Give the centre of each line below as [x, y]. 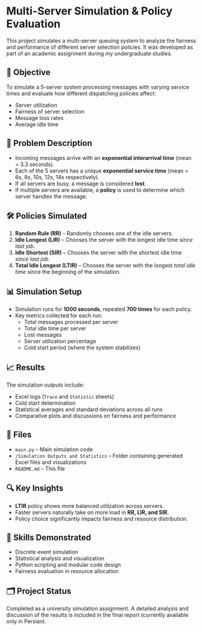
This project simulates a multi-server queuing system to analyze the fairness [101, 40]
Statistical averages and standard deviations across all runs [89, 409]
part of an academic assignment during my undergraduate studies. [89, 53]
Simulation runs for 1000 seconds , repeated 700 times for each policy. [103, 309]
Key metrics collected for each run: [58, 315]
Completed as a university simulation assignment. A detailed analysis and [97, 609]
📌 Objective [28, 73]
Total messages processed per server [71, 322]
